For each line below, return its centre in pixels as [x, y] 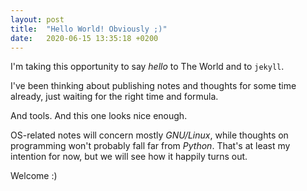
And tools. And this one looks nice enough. [99, 116]
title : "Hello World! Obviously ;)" [89, 29]
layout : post [37, 19]
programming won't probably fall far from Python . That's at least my [150, 146]
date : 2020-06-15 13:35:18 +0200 [84, 38]
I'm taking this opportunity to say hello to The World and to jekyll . [147, 67]
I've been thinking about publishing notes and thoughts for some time [153, 86]
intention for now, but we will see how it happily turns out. [129, 157]
